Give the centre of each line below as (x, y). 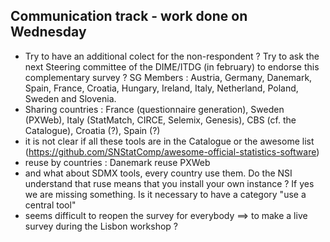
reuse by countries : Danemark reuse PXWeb (117, 162)
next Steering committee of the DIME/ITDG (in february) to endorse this (172, 66)
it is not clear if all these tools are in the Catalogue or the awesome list (169, 141)
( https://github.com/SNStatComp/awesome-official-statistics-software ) (172, 151)
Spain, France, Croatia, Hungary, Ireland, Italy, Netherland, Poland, (161, 88)
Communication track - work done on (129, 16)
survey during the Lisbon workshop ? (101, 226)
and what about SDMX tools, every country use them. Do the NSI (158, 173)
